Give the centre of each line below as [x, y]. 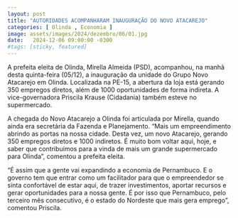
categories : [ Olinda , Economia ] [60, 27]
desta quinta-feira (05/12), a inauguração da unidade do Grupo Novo [108, 75]
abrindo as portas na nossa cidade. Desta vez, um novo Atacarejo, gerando [118, 133]
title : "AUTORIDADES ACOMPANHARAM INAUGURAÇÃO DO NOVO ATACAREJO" [108, 21]
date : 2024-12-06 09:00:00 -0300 [60, 40]
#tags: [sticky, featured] [47, 47]
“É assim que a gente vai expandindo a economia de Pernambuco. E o [110, 170]
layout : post [27, 14]
